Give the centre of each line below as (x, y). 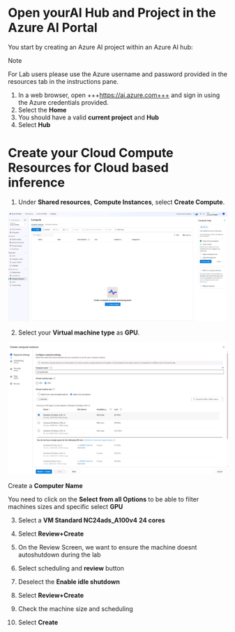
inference (37, 183)
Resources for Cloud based (89, 168)
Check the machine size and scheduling (75, 609)
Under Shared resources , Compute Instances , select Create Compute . (121, 202)
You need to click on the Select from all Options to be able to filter (104, 499)
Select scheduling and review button (71, 568)
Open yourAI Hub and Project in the (112, 13)
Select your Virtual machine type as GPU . (79, 332)
